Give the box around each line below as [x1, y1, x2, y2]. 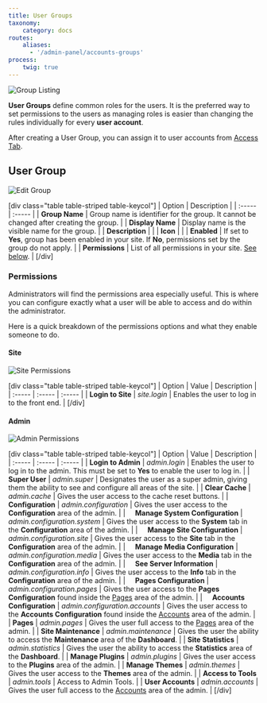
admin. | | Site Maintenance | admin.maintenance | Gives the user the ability [8, 627, 259, 636]
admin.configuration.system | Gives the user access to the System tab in [8, 517, 248, 527]
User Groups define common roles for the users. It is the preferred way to [8, 100, 250, 110]
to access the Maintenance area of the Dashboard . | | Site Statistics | [8, 635, 239, 644]
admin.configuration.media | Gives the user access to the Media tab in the [8, 550, 253, 560]
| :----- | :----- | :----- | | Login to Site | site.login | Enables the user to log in [8, 390, 257, 400]
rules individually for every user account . [8, 117, 144, 127]
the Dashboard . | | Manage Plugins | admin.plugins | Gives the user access [8, 652, 256, 662]
